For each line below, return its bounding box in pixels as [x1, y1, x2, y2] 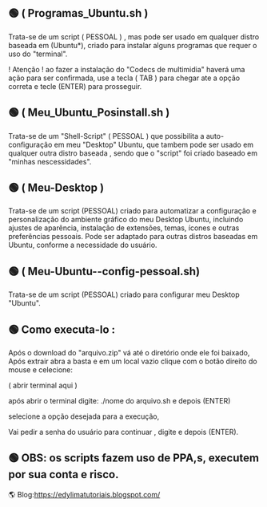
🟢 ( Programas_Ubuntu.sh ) [8, 6, 149, 20]
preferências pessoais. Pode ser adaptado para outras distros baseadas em [8, 232, 258, 241]
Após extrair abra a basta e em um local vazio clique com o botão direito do [8, 356, 257, 367]
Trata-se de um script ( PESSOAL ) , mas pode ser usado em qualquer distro [8, 31, 260, 42]
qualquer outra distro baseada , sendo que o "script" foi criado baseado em [8, 148, 258, 158]
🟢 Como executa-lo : [8, 322, 116, 336]
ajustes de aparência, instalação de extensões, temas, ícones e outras [8, 223, 240, 233]
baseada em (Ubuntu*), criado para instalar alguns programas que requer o [8, 40, 257, 50]
